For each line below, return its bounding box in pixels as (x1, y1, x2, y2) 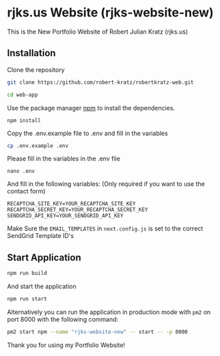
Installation (7, 47, 56, 59)
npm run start (7, 296, 48, 302)
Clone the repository (7, 65, 65, 73)
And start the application (7, 283, 77, 291)
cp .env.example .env (7, 142, 69, 149)
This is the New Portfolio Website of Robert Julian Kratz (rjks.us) (7, 27, 189, 36)
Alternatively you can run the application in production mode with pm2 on (7, 307, 211, 316)
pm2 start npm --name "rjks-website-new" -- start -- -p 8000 (7, 328, 188, 335)
